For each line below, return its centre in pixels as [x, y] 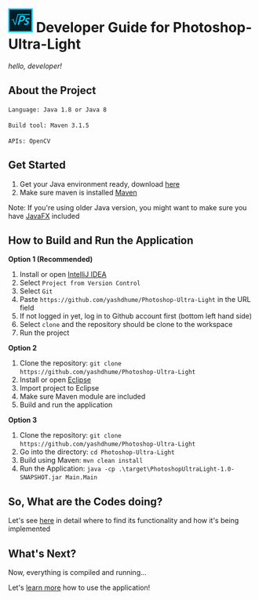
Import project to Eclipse [59, 388]
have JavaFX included [44, 216]
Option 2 [22, 348]
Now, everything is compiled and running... [77, 572]
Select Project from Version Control [80, 283]
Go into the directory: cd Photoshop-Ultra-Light [97, 452]
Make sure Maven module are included [82, 397]
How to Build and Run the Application [101, 240]
